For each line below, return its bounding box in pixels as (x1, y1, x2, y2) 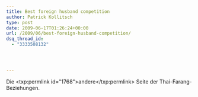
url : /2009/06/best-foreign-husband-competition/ (6, 31, 132, 36)
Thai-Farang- (159, 78, 192, 85)
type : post (6, 19, 33, 25)
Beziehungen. (6, 84, 40, 91)
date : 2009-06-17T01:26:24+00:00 (6, 25, 89, 31)
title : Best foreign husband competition (6, 8, 110, 15)
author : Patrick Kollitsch (6, 14, 73, 20)
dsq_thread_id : (6, 36, 44, 42)
